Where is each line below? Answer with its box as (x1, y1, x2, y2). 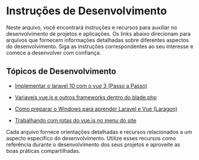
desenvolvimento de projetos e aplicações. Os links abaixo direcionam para (6, 30, 191, 37)
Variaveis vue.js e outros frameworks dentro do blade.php (14, 93, 157, 101)
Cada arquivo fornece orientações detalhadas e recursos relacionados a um (6, 128, 192, 135)
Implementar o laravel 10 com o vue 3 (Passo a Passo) (14, 82, 147, 89)
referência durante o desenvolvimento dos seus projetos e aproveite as (6, 141, 181, 148)
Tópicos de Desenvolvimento (6, 67, 116, 77)
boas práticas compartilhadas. (6, 147, 81, 154)
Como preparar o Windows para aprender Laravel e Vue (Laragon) (14, 105, 178, 112)
